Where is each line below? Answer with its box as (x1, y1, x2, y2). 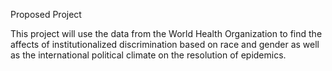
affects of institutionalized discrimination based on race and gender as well (10, 39, 320, 50)
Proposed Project (10, 9, 82, 20)
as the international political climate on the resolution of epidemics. (10, 49, 287, 61)
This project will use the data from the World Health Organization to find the (10, 28, 323, 39)
